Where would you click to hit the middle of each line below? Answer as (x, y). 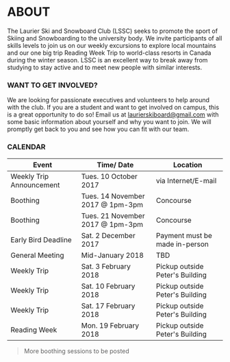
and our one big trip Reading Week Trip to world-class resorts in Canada (109, 53)
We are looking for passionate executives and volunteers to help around (108, 100)
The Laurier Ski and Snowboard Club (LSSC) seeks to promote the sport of (112, 31)
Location (188, 165)
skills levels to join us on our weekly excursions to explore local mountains (112, 45)
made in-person (182, 244)
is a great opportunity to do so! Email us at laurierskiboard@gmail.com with (113, 114)
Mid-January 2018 (112, 255)
